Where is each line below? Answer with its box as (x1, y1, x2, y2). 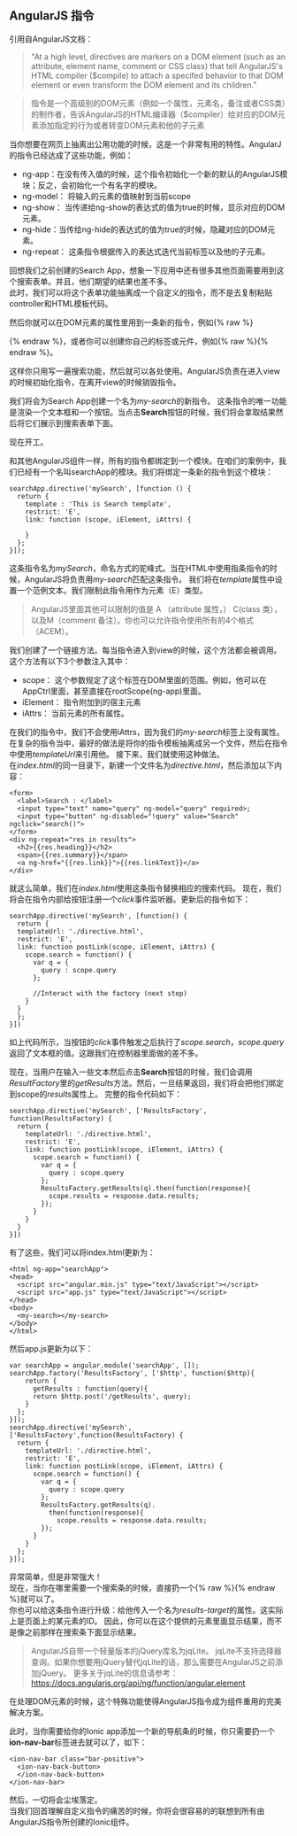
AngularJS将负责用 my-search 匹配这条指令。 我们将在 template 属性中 (24, 574, 276, 585)
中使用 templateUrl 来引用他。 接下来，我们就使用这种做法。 (9, 748, 225, 759)
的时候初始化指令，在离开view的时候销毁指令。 (9, 376, 181, 387)
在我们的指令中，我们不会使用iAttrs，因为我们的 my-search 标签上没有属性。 (9, 726, 285, 737)
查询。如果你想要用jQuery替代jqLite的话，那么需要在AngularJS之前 (30, 1656, 276, 1667)
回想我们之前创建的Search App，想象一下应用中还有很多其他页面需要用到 (9, 265, 277, 275)
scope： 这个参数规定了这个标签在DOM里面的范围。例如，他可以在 (21, 674, 267, 685)
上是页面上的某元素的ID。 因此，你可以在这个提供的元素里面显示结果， (9, 1615, 267, 1626)
